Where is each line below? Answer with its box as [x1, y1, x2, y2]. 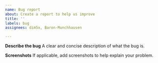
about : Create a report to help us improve [5, 12, 95, 17]
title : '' [5, 16, 25, 21]
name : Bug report [5, 7, 41, 12]
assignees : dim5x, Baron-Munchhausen [5, 25, 82, 30]
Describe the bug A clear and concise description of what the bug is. [5, 43, 145, 49]
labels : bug [5, 21, 29, 26]
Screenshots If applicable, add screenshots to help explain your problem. [5, 52, 154, 59]
